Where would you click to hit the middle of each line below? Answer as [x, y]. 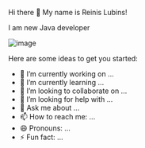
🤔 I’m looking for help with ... [66, 99]
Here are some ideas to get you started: [73, 58]
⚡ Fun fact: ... [41, 137]
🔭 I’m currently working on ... [67, 74]
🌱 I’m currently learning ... [62, 82]
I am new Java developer [49, 27]
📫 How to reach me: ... [57, 117]
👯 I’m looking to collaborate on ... [73, 91]
